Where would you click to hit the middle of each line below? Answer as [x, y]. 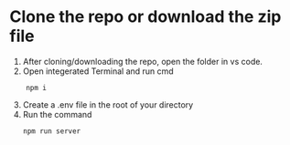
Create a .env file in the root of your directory [108, 104]
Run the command [57, 114]
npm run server [52, 131]
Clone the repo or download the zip [145, 17]
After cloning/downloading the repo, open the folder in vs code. [143, 61]
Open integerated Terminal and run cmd [98, 71]
